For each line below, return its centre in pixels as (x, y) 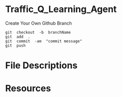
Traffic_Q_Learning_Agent (61, 9)
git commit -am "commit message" (44, 41)
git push (16, 45)
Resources (28, 88)
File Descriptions (41, 66)
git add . (18, 37)
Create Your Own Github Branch (39, 23)
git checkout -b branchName (38, 32)
